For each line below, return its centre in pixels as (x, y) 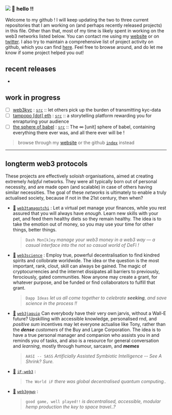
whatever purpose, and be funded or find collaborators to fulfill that (84, 282)
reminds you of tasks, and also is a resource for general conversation (86, 340)
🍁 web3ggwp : (25, 391)
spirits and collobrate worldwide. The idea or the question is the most (86, 260)
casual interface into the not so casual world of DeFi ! (82, 245)
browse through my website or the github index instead (76, 143)
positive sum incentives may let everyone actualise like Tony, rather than (89, 324)
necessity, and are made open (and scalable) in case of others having (79, 187)
